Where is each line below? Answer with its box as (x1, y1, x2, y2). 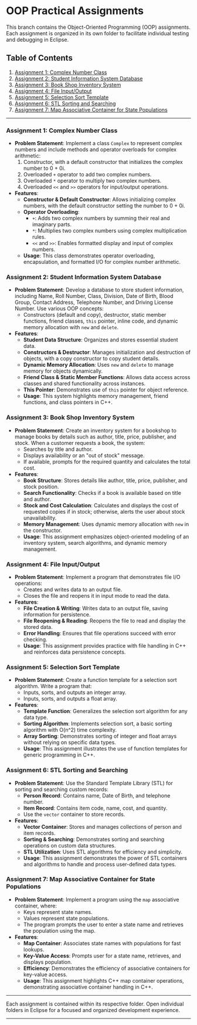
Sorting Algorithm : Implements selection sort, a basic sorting (23, 720, 172, 727)
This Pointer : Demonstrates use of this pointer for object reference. (23, 386, 189, 393)
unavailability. (23, 514, 57, 521)
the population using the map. (23, 927, 96, 934)
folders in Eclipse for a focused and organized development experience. (6, 1006, 181, 1013)
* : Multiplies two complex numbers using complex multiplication (32, 227, 187, 235)
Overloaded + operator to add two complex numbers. (23, 171, 152, 178)
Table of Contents (6, 53, 73, 63)
